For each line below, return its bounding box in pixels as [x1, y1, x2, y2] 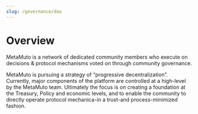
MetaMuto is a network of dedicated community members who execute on [6, 53, 188, 61]
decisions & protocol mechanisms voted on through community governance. [6, 59, 192, 66]
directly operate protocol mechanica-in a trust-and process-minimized [6, 96, 178, 103]
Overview [6, 33, 55, 47]
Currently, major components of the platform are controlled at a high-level [6, 77, 186, 84]
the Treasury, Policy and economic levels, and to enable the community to [6, 89, 186, 97]
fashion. [6, 102, 26, 109]
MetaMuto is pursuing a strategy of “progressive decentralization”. [6, 71, 168, 78]
